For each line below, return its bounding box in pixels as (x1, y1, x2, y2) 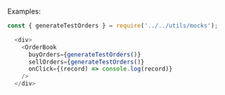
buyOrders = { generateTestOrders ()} (27, 50, 142, 58)
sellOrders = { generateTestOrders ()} (27, 58, 145, 66)
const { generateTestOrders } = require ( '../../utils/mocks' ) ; (7, 22, 219, 30)
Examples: (7, 7, 41, 16)
